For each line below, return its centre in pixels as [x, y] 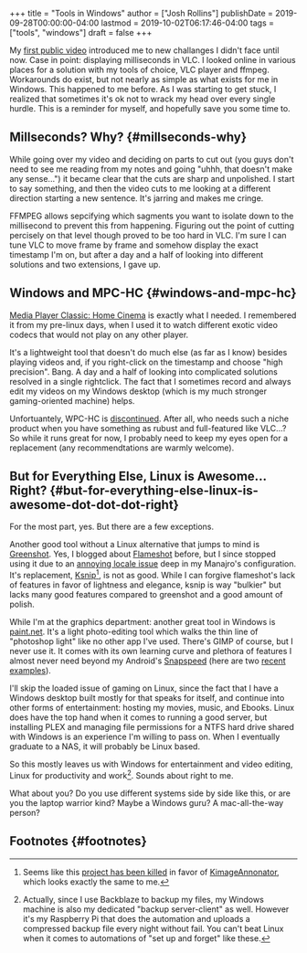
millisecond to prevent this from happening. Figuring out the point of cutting [152, 225]
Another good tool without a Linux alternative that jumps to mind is [135, 545]
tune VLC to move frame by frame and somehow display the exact [134, 245]
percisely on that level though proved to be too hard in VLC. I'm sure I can [148, 235]
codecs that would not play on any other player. [99, 334]
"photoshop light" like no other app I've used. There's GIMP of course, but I [152, 641]
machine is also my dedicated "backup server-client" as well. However [156, 909]
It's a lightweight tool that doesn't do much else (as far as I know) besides [148, 352]
